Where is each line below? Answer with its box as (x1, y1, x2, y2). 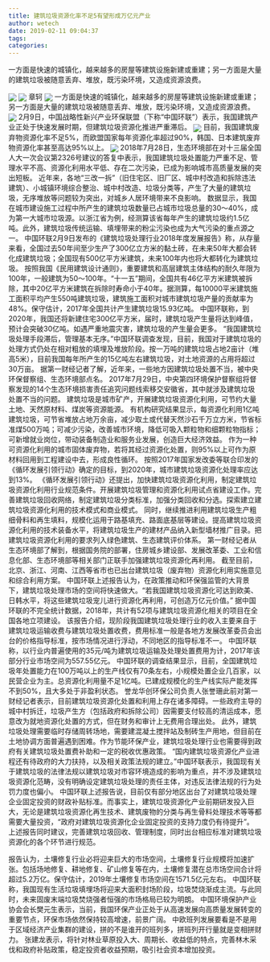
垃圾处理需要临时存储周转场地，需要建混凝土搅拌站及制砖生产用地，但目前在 (8, 726, 262, 736)
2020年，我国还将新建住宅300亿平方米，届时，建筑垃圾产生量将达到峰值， (8, 313, 258, 323)
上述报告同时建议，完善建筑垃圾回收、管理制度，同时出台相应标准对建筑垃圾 (8, 827, 262, 836)
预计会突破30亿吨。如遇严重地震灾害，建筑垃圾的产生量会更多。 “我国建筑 (8, 324, 255, 333)
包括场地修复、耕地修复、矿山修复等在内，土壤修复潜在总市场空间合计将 (22, 864, 262, 873)
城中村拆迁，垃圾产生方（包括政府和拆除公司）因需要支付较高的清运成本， (8, 706, 255, 716)
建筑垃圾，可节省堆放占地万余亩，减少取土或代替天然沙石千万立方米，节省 (8, 414, 255, 423)
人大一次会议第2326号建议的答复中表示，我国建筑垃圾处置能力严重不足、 (8, 152, 252, 162)
